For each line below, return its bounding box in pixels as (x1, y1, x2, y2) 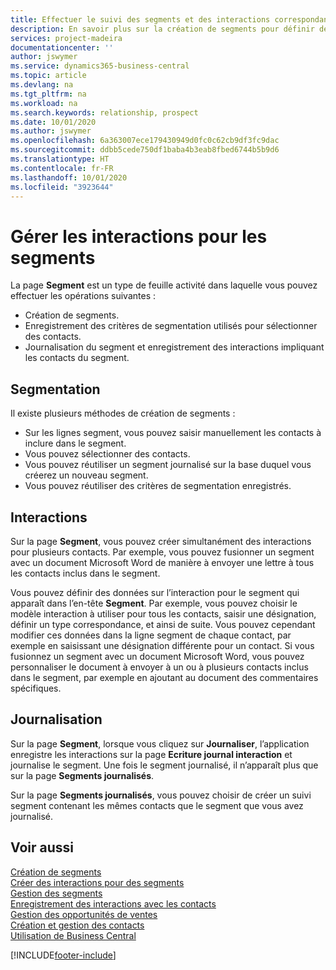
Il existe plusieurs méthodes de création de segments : (10, 407, 236, 420)
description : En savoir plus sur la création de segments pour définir (10, 24, 315, 34)
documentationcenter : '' (10, 42, 114, 53)
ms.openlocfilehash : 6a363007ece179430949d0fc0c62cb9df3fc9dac (10, 136, 280, 146)
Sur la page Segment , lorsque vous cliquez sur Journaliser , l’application (10, 737, 310, 750)
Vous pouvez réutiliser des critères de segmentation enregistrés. (24, 480, 292, 492)
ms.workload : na (10, 98, 78, 108)
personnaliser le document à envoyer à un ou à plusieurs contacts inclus (10, 661, 309, 673)
